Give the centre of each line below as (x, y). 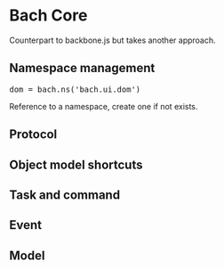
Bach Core (48, 16)
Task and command (65, 195)
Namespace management (82, 68)
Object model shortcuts (76, 164)
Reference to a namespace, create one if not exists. (104, 106)
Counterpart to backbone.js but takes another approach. (112, 40)
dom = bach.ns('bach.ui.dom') (75, 89)
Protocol (33, 134)
